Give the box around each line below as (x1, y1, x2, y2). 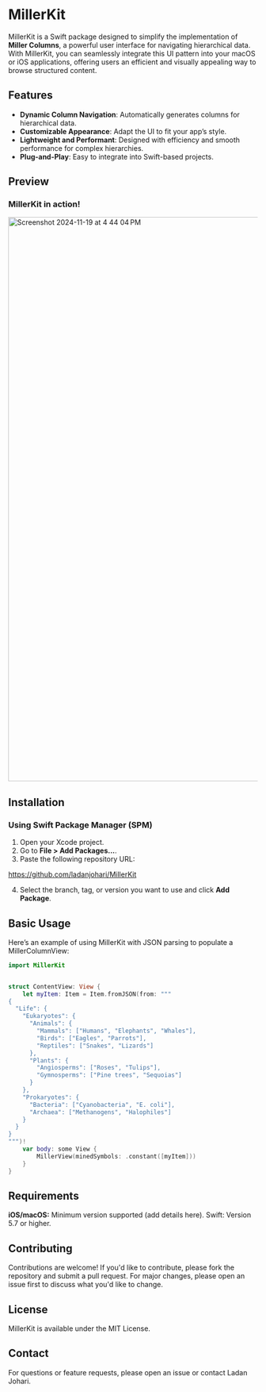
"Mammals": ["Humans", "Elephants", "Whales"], (36, 1027, 196, 1035)
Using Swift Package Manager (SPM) (8, 819, 153, 831)
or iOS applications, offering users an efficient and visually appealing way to (8, 57, 256, 67)
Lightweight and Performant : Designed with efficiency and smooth (19, 135, 240, 145)
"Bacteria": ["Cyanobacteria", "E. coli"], (28, 1101, 176, 1109)
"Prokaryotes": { (22, 1093, 80, 1101)
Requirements (8, 1189, 79, 1202)
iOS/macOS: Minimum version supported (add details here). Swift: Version (8, 1210, 252, 1220)
